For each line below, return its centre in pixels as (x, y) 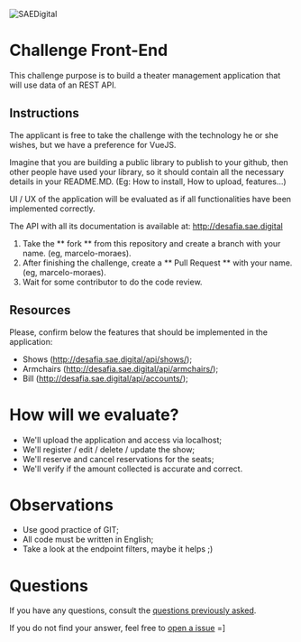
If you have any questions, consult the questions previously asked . (133, 610)
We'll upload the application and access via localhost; (122, 440)
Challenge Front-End (89, 51)
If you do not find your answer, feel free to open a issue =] (117, 628)
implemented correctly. (52, 209)
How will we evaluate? (94, 414)
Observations (62, 505)
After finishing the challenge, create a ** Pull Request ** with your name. (157, 263)
